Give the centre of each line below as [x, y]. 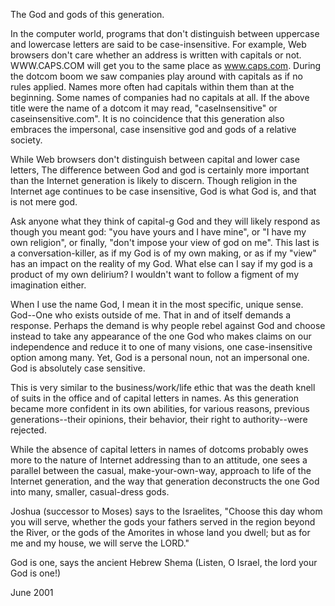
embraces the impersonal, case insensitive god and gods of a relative [153, 129]
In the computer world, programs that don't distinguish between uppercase [165, 33]
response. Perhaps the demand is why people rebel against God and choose [168, 325]
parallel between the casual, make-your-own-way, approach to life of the [161, 470]
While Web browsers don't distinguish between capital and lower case [155, 159]
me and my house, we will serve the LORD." [100, 543]
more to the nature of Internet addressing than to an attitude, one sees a [159, 460]
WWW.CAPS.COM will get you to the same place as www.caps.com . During [166, 65]
